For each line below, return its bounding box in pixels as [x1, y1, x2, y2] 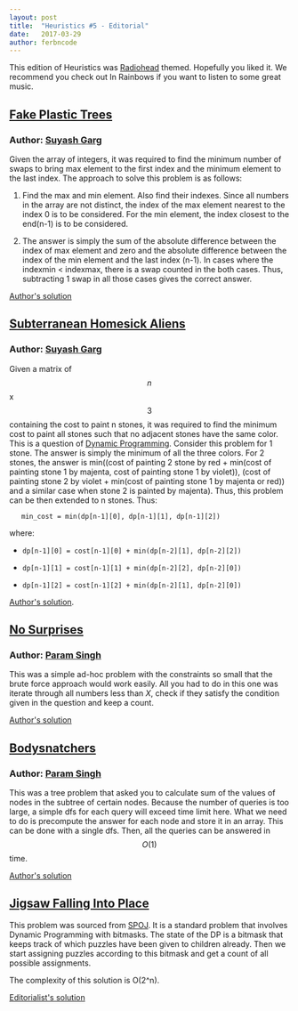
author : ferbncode [9, 37, 77, 47]
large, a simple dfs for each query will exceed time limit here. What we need [9, 806, 287, 817]
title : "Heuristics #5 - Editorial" [9, 21, 149, 30]
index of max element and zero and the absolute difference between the [21, 245, 287, 255]
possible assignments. [9, 958, 92, 968]
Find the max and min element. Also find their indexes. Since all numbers [21, 190, 289, 200]
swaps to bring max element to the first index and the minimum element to [9, 163, 282, 174]
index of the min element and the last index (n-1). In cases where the [21, 255, 274, 265]
